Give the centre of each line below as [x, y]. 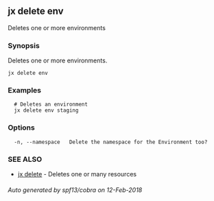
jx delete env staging [46, 110]
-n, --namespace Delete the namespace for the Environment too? [111, 142]
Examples [25, 91]
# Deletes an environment [51, 105]
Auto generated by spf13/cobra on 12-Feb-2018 [75, 190]
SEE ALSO [25, 159]
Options [21, 128]
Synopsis [24, 45]
